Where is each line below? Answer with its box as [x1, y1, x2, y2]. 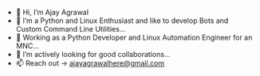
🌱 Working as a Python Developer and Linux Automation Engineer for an [15, 32, 253, 42]
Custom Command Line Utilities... [15, 25, 126, 33]
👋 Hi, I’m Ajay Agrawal [15, 8, 89, 17]
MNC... [15, 41, 40, 51]
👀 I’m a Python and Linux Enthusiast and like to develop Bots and [15, 16, 229, 25]
